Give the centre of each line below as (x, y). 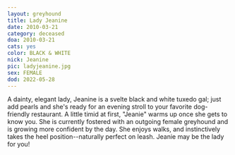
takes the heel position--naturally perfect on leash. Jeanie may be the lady (116, 137)
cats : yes (22, 46)
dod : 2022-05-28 (31, 79)
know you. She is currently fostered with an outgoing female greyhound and (118, 122)
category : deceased (36, 33)
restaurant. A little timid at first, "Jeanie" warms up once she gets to (129, 114)
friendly (19, 114)
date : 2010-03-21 (33, 27)
